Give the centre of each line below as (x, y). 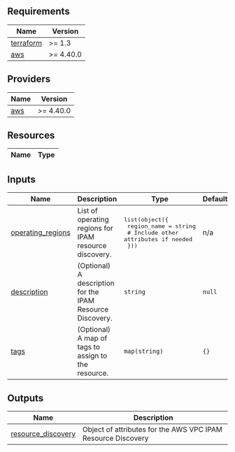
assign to (92, 356)
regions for (95, 228)
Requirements (38, 12)
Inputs (22, 179)
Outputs (26, 398)
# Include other (153, 232)
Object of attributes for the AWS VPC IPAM (152, 430)
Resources (31, 136)
